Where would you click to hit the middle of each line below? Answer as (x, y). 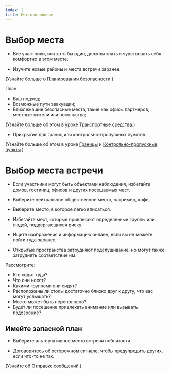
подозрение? (27, 313)
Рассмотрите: (20, 265)
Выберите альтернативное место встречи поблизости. (72, 341)
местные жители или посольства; (49, 115)
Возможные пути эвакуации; (44, 104)
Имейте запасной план (44, 329)
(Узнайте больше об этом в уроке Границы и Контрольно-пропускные (81, 144)
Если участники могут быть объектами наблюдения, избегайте (81, 184)
